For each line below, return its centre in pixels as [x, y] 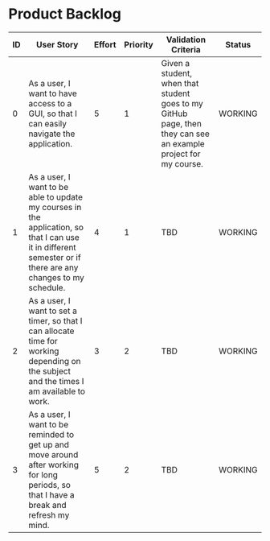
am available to [57, 391]
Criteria [186, 49]
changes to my [56, 277]
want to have [53, 93]
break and [47, 505]
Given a [176, 63]
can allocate [51, 331]
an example [183, 143]
